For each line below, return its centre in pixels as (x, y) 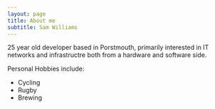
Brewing (30, 98)
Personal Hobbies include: (46, 69)
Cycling (29, 83)
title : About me (31, 21)
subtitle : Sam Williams (43, 27)
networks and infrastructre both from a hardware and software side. (107, 55)
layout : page (27, 14)
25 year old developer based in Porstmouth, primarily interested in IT (108, 48)
